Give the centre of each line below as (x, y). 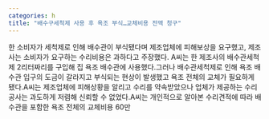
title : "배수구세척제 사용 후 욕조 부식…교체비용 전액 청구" (95, 23)
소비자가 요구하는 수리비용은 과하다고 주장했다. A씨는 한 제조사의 (124, 57)
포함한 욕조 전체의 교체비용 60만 (80, 107)
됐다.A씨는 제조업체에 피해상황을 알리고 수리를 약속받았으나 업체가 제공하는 (126, 87)
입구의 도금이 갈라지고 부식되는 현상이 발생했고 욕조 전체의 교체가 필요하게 (139, 77)
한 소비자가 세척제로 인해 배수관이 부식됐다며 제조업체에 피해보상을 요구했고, (127, 47)
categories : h (32, 16)
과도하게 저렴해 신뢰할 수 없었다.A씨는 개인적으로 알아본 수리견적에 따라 (141, 97)
